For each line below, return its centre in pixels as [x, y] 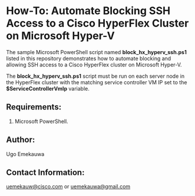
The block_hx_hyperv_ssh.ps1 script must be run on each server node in [95, 76]
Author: [21, 140]
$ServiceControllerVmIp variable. [48, 88]
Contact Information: [45, 172]
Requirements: [34, 107]
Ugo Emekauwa [25, 154]
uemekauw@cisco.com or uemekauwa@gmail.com [68, 187]
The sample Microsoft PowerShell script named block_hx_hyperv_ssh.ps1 [97, 52]
